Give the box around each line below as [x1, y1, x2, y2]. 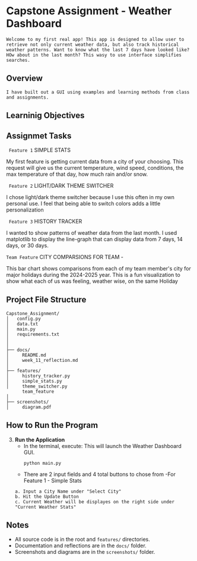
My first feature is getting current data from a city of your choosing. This [6, 157, 184, 165]
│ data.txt [6, 321, 39, 327]
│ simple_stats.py [6, 378, 62, 384]
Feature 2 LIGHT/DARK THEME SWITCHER [8, 182, 114, 189]
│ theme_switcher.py [6, 383, 68, 389]
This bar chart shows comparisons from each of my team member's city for [6, 264, 192, 272]
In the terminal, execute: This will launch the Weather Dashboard [23, 442, 182, 449]
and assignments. [6, 94, 49, 100]
